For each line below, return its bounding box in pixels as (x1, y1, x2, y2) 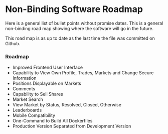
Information (12, 75, 37, 81)
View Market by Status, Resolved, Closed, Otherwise (12, 102, 122, 108)
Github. (5, 40, 21, 46)
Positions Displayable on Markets (12, 80, 81, 86)
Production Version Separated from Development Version (12, 123, 131, 129)
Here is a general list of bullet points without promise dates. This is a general (5, 20, 163, 26)
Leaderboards (12, 107, 42, 113)
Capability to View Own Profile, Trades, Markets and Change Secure (12, 70, 154, 76)
